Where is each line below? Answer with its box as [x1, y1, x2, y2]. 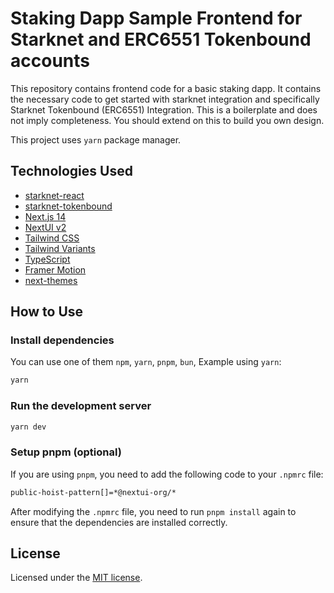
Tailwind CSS [24, 232, 80, 244]
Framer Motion [24, 263, 87, 276]
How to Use [10, 303, 84, 321]
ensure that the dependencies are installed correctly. [10, 516, 228, 528]
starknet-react [24, 189, 85, 201]
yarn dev [10, 422, 47, 432]
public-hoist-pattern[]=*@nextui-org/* [10, 487, 177, 497]
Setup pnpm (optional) [10, 445, 122, 459]
